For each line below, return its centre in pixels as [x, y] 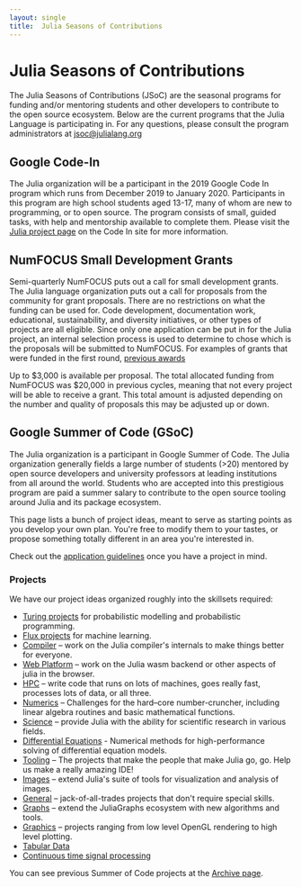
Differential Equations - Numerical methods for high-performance [143, 741]
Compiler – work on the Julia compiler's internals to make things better [153, 646]
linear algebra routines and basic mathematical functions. [128, 712]
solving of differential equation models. [95, 751]
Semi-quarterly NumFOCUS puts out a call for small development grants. [144, 282]
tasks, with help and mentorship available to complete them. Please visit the [150, 222]
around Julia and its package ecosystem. [85, 502]
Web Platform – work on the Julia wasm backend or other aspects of [149, 665]
